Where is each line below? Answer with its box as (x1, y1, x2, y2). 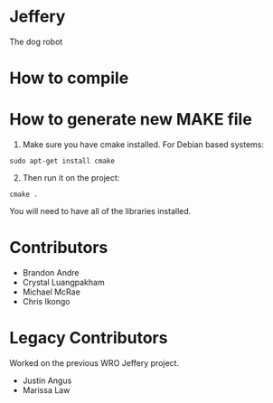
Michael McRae (22, 286, 81, 297)
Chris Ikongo (22, 296, 71, 306)
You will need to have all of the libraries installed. (9, 206, 192, 217)
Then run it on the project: (22, 173, 120, 183)
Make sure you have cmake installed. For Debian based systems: (22, 139, 265, 150)
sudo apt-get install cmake (9, 156, 116, 166)
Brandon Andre (22, 267, 80, 277)
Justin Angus (22, 375, 72, 386)
